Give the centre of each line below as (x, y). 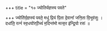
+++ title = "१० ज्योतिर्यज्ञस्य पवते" (36, 8)
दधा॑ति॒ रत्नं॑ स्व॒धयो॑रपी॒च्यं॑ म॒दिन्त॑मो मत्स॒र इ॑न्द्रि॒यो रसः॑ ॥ (48, 23)
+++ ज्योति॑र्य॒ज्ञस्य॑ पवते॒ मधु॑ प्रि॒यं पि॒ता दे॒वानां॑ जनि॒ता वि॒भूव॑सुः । (54, 18)
